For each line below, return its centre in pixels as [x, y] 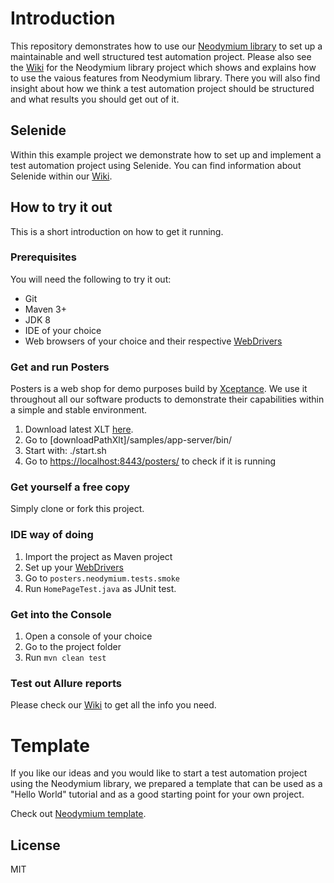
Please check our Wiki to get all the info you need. [113, 705]
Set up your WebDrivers [74, 567]
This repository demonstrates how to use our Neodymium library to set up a [166, 46]
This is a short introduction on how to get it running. [117, 231]
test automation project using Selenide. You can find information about [156, 165]
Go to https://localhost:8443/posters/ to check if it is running [150, 461]
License [35, 845]
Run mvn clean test [65, 658]
